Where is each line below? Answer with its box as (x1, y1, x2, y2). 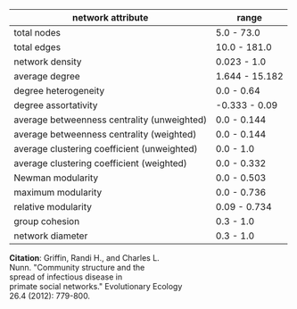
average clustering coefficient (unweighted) (13, 143, 198, 154)
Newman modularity (13, 171, 99, 184)
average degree (13, 71, 80, 82)
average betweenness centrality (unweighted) (13, 113, 208, 126)
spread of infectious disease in (9, 271, 123, 282)
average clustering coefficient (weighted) (13, 157, 187, 169)
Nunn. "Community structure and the (9, 263, 145, 272)
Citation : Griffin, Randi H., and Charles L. (9, 253, 161, 263)
